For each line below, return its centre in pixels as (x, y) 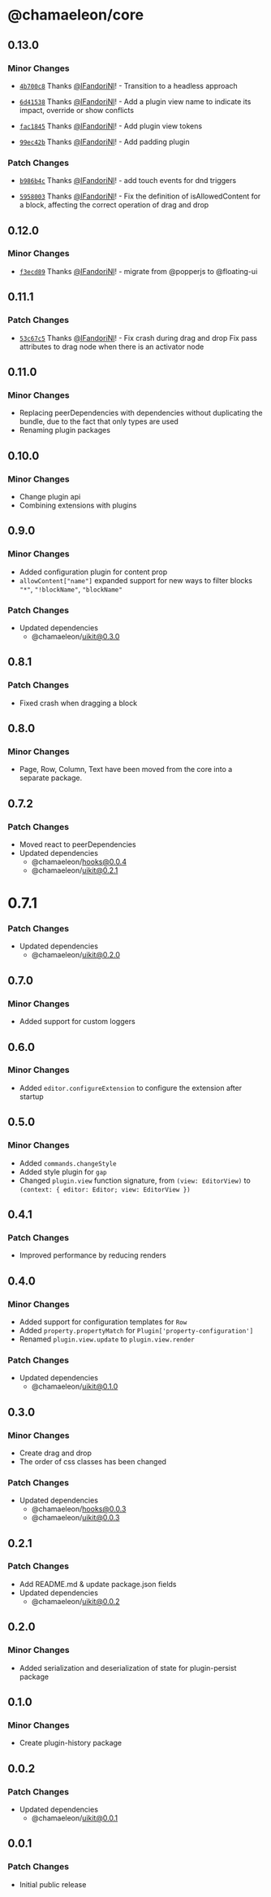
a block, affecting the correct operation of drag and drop (114, 205)
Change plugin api (50, 496)
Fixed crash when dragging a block (78, 703)
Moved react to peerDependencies (77, 844)
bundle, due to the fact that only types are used (99, 421)
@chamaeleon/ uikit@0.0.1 (75, 1818)
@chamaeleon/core (75, 15)
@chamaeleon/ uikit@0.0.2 (75, 1601)
